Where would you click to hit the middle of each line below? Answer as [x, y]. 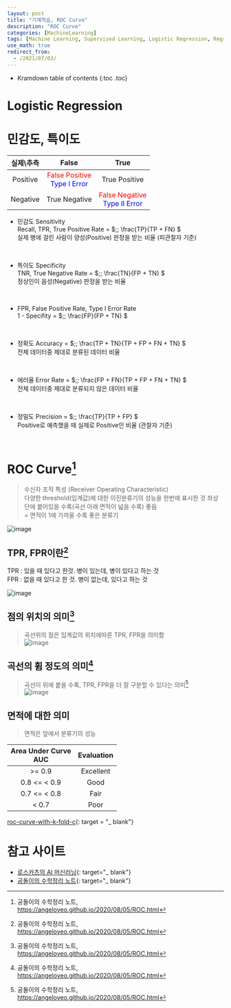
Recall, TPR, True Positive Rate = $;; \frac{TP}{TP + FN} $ [99, 229]
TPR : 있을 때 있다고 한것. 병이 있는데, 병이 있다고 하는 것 [83, 570]
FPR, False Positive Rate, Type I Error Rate [77, 308]
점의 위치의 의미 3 [41, 616]
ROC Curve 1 [42, 468]
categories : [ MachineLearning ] [52, 33]
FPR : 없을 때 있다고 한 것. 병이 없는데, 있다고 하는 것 [77, 579]
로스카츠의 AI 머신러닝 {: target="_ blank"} [74, 872]
